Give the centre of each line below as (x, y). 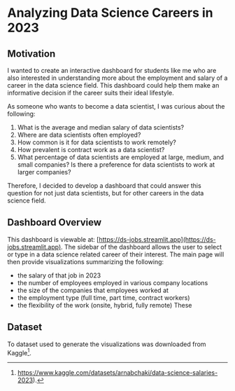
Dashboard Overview (55, 222)
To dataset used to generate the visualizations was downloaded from (107, 344)
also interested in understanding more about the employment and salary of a (117, 78)
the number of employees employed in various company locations (113, 282)
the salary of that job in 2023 (59, 275)
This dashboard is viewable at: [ (53, 239)
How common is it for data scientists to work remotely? (97, 142)
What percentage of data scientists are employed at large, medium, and (121, 157)
